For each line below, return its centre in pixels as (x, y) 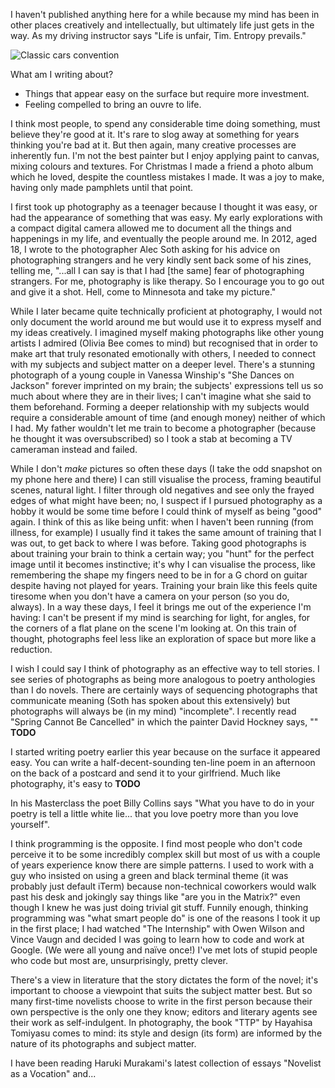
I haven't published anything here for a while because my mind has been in (165, 14)
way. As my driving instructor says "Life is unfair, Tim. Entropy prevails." (158, 35)
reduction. (31, 649)
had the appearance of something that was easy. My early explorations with (166, 217)
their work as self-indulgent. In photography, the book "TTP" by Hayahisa (161, 1022)
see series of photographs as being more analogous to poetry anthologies (163, 679)
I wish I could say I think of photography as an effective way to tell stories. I (165, 668)
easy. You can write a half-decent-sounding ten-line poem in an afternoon (163, 762)
